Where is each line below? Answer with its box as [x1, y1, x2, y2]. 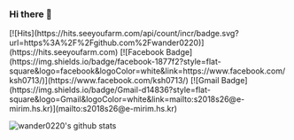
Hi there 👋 [9, 8, 53, 20]
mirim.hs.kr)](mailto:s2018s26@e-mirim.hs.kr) [9, 104, 178, 114]
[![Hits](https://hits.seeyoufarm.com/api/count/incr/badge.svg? [9, 28, 239, 39]
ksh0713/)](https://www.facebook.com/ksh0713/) [9, 75, 189, 86]
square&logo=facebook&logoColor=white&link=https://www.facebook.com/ [9, 66, 286, 76]
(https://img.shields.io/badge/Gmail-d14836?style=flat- [9, 84, 211, 96]
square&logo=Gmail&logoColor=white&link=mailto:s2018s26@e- [9, 94, 245, 105]
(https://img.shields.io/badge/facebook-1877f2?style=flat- [9, 57, 221, 67]
